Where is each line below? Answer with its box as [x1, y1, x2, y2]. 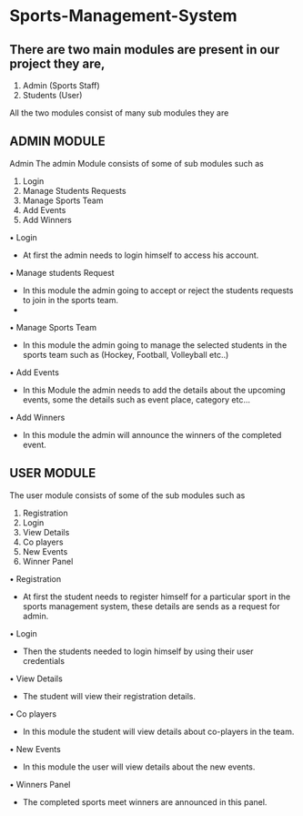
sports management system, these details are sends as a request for [22, 600, 280, 611]
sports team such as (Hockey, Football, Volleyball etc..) [22, 349, 229, 360]
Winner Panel [22, 556, 74, 566]
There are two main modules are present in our [9, 42, 280, 57]
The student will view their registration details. [22, 690, 197, 701]
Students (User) [22, 90, 83, 100]
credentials [22, 655, 66, 666]
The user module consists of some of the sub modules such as [9, 489, 246, 501]
